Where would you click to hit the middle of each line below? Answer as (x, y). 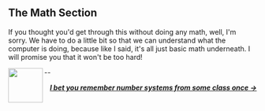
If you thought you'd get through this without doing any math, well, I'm (122, 31)
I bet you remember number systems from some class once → (153, 87)
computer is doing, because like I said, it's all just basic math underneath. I (129, 48)
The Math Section (53, 13)
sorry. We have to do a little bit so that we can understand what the (117, 40)
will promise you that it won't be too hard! (76, 57)
